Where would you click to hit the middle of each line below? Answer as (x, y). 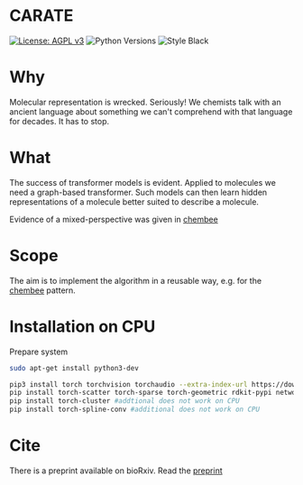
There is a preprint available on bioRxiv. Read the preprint (116, 471)
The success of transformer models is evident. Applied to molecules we (143, 182)
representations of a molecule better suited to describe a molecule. (134, 201)
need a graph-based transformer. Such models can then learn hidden (138, 192)
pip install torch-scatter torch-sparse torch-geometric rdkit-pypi (141, 393)
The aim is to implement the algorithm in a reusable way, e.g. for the (136, 280)
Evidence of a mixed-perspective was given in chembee (114, 219)
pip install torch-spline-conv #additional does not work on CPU (134, 410)
